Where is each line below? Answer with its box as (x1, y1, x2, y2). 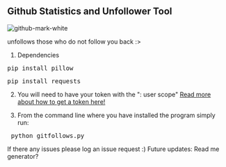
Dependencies (17, 51, 60, 59)
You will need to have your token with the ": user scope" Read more (17, 90, 211, 98)
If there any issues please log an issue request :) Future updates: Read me (7, 145, 220, 153)
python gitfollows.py (10, 132, 85, 139)
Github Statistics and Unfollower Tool (7, 6, 172, 17)
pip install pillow (7, 64, 74, 72)
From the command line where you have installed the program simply (17, 111, 216, 119)
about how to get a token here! (17, 97, 106, 106)
